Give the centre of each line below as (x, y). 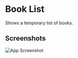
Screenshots (25, 38)
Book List (25, 9)
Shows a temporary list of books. (39, 23)
